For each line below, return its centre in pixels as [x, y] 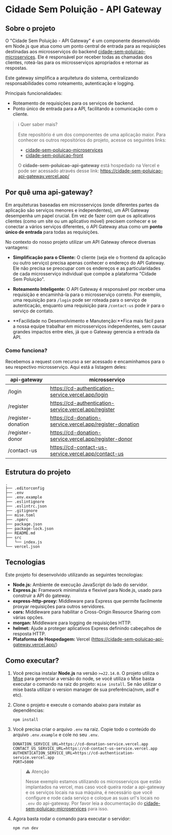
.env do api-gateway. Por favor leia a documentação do [84, 803]
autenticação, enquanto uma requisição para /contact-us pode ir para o [89, 305]
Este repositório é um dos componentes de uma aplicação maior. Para [92, 135]
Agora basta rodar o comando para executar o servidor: [71, 819]
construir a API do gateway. [42, 595]
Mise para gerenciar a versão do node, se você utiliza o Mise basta [83, 679]
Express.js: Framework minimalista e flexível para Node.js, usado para [87, 590]
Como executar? [32, 661]
